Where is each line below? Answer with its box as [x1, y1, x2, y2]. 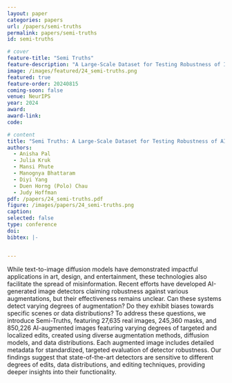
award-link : [7, 112, 41, 119]
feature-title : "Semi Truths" [7, 55, 95, 62]
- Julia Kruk [13, 157, 51, 164]
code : [7, 119, 23, 126]
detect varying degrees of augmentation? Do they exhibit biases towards [7, 302, 214, 310]
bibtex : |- [7, 234, 39, 241]
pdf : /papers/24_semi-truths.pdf [7, 195, 104, 202]
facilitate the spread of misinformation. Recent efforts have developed [7, 279, 206, 288]
